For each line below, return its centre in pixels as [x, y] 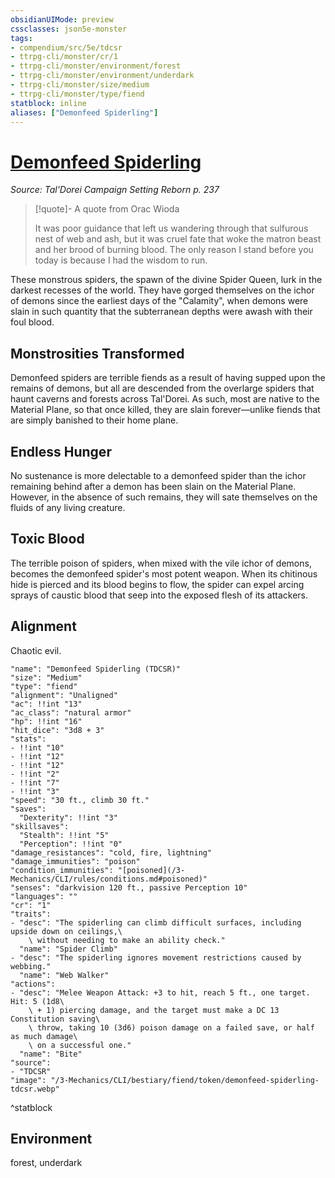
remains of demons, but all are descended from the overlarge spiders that [162, 388]
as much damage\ [44, 1036]
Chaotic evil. [36, 650]
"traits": [31, 914]
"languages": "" [44, 896]
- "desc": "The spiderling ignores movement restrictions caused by [156, 957]
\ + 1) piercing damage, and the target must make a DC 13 [154, 1010]
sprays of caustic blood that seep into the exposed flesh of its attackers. [159, 595]
